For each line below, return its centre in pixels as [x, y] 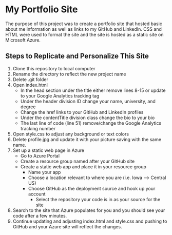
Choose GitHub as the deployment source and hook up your [92, 188]
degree [28, 107]
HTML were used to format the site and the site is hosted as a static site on [84, 34]
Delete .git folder [31, 79]
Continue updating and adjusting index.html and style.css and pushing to [90, 221]
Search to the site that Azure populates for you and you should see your [89, 210]
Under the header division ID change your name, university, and [88, 101]
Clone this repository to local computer [54, 68]
